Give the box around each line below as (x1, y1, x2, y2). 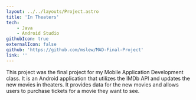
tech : (6, 19, 19, 25)
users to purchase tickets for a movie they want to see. (6, 87, 140, 94)
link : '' (6, 52, 28, 58)
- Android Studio (17, 31, 60, 36)
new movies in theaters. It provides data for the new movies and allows (6, 81, 179, 88)
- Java (17, 25, 33, 31)
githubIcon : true (6, 36, 49, 42)
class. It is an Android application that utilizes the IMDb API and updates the (6, 75, 190, 82)
